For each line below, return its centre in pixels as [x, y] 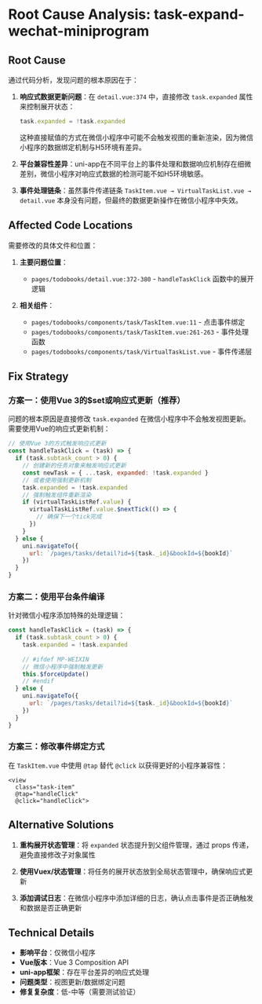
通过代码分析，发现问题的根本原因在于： [73, 80]
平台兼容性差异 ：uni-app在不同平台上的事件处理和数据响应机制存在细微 [135, 163]
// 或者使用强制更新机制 [57, 480]
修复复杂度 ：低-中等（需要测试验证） [80, 992]
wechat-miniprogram [79, 31]
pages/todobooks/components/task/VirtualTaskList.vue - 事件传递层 [142, 351]
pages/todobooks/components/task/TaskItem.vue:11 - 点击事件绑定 [138, 322]
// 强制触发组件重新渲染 [57, 495]
